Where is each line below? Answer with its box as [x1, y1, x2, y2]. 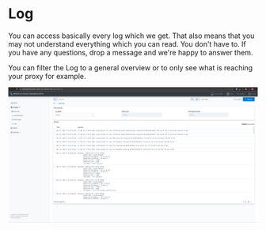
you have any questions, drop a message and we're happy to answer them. [8, 47, 253, 57]
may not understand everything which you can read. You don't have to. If [8, 39, 247, 48]
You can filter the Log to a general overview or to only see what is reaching [8, 62, 253, 72]
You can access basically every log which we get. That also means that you [8, 31, 255, 40]
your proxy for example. [8, 71, 86, 81]
